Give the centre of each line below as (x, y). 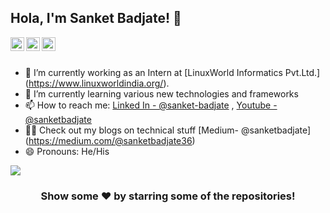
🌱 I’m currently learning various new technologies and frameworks (161, 93)
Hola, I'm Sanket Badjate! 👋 (96, 18)
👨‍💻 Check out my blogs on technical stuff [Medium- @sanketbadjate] (168, 130)
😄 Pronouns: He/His (67, 151)
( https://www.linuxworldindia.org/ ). (97, 83)
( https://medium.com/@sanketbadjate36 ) (110, 140)
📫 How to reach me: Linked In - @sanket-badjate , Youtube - (151, 105)
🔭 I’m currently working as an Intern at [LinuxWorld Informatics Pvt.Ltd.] (172, 72)
